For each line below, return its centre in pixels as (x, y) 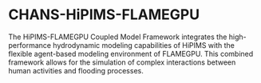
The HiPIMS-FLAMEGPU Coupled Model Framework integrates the (118, 37)
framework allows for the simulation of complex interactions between (122, 62)
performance (30, 45)
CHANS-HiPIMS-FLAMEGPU (104, 15)
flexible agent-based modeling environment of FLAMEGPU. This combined (131, 53)
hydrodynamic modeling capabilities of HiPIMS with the (144, 45)
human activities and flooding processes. (76, 70)
